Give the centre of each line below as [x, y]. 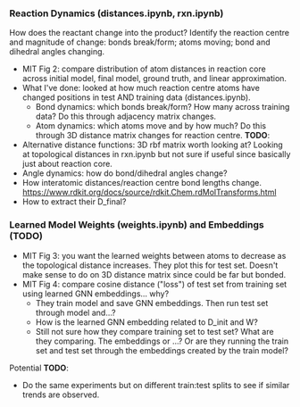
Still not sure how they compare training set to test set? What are [154, 331]
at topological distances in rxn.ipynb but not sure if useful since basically [156, 154]
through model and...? [75, 312]
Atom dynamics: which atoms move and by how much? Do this [150, 126]
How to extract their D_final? [74, 202]
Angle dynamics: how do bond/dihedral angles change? [125, 173]
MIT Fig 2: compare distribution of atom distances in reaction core [144, 69]
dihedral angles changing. [57, 52]
